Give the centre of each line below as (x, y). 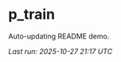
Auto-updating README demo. (59, 36)
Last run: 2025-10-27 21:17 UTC (60, 51)
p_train (32, 15)
